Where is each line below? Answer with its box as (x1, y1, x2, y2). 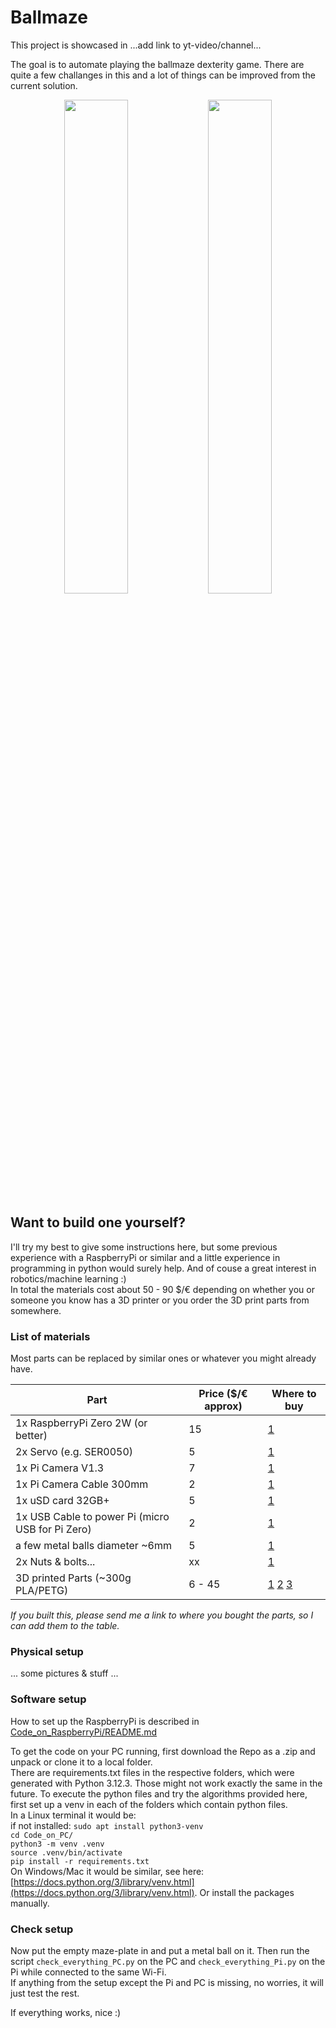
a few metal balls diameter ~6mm (15, 1539, 172, 1553)
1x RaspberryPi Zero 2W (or (15, 1416, 148, 1430)
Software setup (10, 1692, 87, 1706)
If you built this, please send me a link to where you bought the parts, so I (10, 1609, 314, 1621)
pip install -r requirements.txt (10, 1856, 150, 1866)
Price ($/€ (198, 1387, 248, 1401)
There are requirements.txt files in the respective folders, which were (10, 1766, 295, 1778)
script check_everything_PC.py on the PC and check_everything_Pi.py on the (10, 1955, 326, 1967)
